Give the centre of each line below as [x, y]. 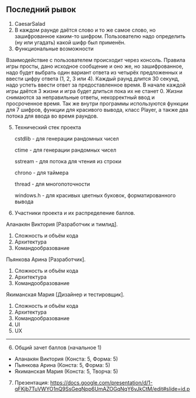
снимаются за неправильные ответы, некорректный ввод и [80, 97]
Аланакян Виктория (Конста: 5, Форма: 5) [66, 359]
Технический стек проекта [48, 127]
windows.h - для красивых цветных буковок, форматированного [95, 195]
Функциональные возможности [54, 49]
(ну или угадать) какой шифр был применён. [70, 42]
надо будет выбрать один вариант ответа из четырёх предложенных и [94, 72]
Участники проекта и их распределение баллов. [75, 212]
